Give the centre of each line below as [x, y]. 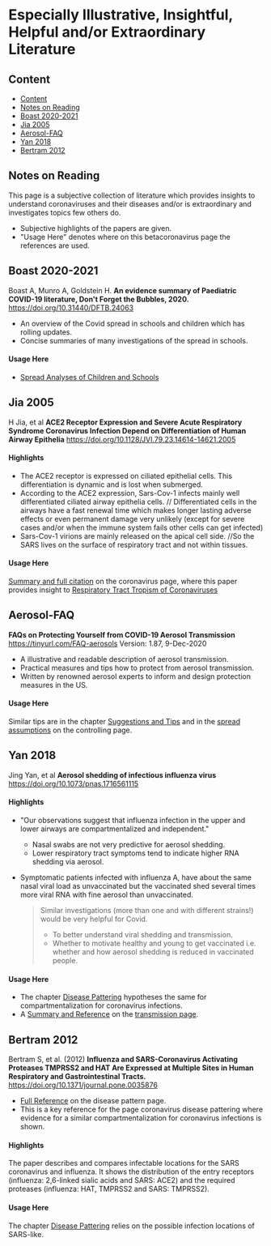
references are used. [55, 245]
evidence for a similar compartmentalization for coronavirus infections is [141, 1118]
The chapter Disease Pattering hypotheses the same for [113, 997]
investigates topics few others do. [65, 212]
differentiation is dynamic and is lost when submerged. [112, 484]
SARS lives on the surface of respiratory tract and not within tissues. [134, 544]
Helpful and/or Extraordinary [107, 32]
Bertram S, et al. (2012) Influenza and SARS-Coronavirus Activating [123, 1060]
